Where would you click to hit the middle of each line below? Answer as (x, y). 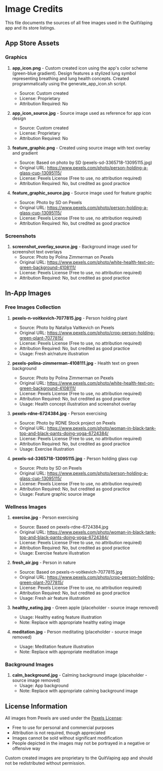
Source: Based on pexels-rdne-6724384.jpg (64, 527)
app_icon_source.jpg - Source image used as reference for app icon (81, 113)
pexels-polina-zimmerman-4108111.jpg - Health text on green (75, 363)
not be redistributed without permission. (45, 763)
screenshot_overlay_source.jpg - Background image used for (75, 246)
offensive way (26, 748)
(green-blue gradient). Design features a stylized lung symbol (74, 73)
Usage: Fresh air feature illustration (55, 598)
